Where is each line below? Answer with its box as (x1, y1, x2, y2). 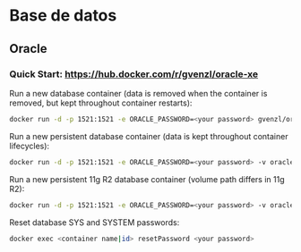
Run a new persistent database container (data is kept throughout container (9, 130, 288, 141)
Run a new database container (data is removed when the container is (9, 88, 268, 98)
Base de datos (9, 5, 117, 26)
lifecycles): (9, 140, 50, 151)
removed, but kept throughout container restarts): (9, 97, 193, 108)
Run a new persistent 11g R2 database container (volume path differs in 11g (9, 173, 285, 184)
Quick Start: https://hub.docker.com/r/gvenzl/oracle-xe (9, 68, 258, 80)
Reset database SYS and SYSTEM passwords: (9, 216, 180, 228)
